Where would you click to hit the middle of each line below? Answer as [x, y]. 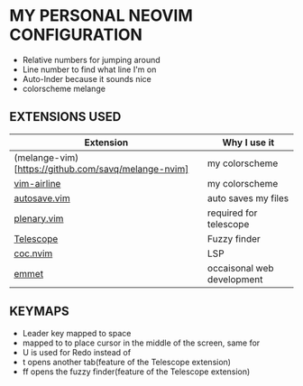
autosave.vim [42, 198]
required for [232, 213]
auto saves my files [248, 198]
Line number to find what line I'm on [89, 69]
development [235, 279]
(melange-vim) [46, 157]
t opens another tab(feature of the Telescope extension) [127, 362]
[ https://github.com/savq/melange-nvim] [101, 169]
